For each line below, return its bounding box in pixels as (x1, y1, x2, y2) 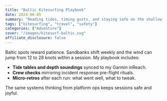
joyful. (5, 90, 18, 96)
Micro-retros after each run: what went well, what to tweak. (12, 75, 136, 81)
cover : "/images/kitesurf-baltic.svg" (5, 31, 86, 36)
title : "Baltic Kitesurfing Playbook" (5, 7, 86, 13)
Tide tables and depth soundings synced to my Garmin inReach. (12, 64, 147, 70)
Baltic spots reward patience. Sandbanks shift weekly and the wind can (5, 49, 152, 55)
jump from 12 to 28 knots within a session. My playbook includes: (5, 54, 140, 60)
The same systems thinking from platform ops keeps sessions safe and (5, 84, 152, 90)
